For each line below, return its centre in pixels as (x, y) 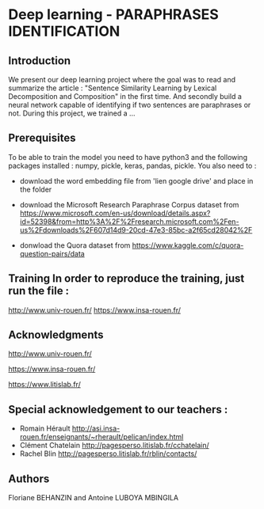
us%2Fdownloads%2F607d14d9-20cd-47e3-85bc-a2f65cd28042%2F (136, 230)
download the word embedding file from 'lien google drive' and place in (136, 180)
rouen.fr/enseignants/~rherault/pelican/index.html (101, 437)
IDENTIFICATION (64, 31)
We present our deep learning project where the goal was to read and (122, 80)
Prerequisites (42, 138)
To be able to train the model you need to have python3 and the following (128, 157)
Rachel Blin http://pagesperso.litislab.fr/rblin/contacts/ (108, 454)
